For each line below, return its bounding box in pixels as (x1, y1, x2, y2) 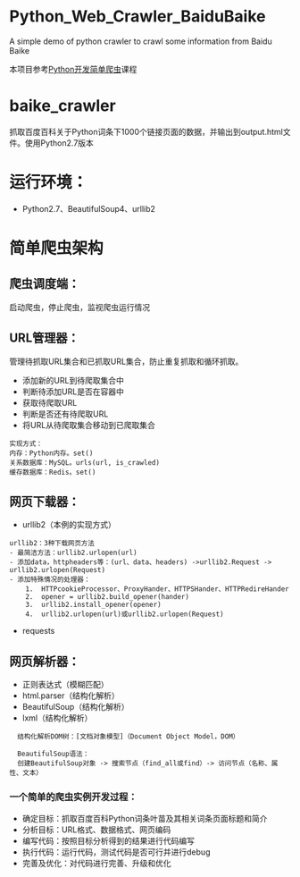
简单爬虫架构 (9, 239, 104, 258)
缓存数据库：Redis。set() (9, 468, 96, 476)
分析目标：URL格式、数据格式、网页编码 (21, 824, 171, 835)
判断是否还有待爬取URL (21, 409, 109, 419)
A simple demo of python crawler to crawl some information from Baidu (9, 36, 272, 46)
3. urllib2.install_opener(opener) (25, 601, 162, 610)
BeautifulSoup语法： (17, 749, 90, 759)
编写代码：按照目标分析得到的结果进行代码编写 (21, 835, 195, 846)
